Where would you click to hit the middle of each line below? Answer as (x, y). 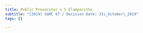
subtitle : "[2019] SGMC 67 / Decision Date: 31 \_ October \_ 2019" (72, 14)
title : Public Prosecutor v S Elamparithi (49, 9)
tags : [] (14, 18)
